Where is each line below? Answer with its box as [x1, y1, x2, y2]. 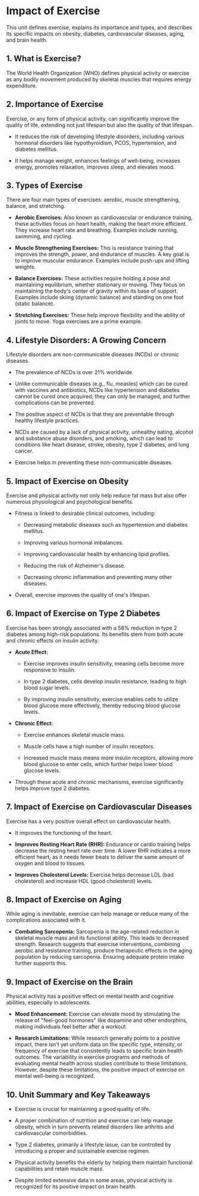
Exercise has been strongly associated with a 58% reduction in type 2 [6, 624, 177, 631]
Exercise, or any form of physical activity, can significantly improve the [6, 115, 179, 122]
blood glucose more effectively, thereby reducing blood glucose [23, 702, 181, 709]
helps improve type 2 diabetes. [14, 784, 91, 792]
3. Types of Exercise [6, 180, 83, 191]
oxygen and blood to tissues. [14, 859, 86, 866]
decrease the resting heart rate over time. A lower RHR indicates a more [14, 847, 191, 854]
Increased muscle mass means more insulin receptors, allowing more [23, 754, 193, 761]
